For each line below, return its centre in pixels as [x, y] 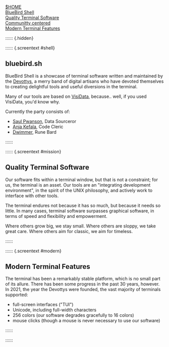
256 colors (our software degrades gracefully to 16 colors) [73, 315]
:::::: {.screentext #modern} [33, 251]
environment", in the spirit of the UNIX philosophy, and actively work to [79, 190]
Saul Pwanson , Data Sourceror [44, 121]
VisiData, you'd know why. [33, 101]
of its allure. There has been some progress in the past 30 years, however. [82, 284]
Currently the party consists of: [38, 111]
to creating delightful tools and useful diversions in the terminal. [71, 86]
